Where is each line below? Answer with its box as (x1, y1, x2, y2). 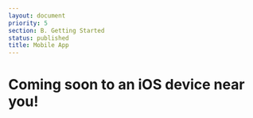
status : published (8, 33, 69, 42)
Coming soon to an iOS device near (8, 76, 245, 94)
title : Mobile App (8, 41, 69, 49)
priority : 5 (8, 19, 48, 27)
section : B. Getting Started (8, 26, 105, 34)
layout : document (8, 11, 66, 20)
